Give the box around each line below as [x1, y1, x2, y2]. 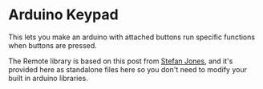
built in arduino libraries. [8, 73, 88, 83]
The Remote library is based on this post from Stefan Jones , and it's [8, 56, 233, 66]
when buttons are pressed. [8, 40, 98, 50]
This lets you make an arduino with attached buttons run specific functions [8, 32, 255, 42]
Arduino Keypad [8, 6, 119, 24]
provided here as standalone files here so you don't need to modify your [8, 64, 247, 74]
